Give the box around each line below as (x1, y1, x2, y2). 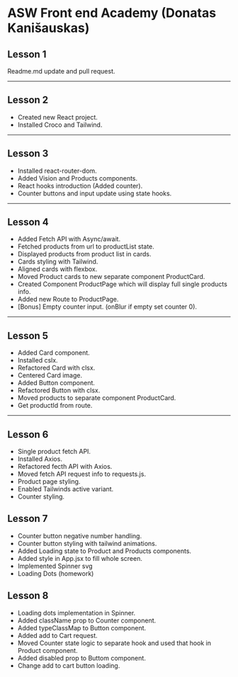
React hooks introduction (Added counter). (17, 181, 143, 190)
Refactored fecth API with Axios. (17, 462, 113, 471)
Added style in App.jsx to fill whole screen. (17, 554, 143, 562)
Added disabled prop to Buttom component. (17, 654, 147, 662)
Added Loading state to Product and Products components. (17, 547, 192, 555)
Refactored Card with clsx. (17, 363, 96, 372)
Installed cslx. (17, 356, 58, 365)
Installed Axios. (17, 455, 62, 463)
